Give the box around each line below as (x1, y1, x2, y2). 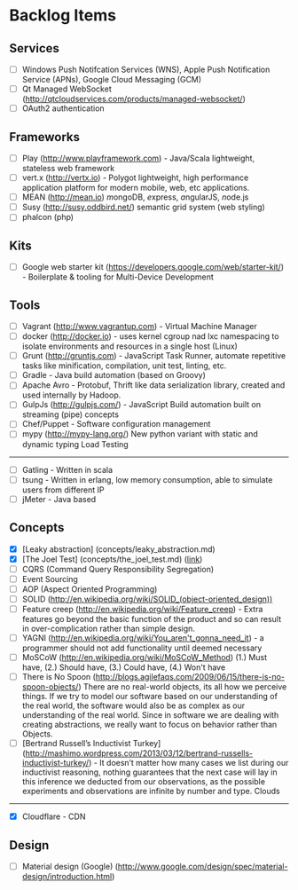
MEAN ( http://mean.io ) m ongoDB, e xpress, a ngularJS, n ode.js (21, 192, 249, 202)
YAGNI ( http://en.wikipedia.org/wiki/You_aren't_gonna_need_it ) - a (21, 632, 264, 643)
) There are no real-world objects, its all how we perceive (78, 681, 287, 692)
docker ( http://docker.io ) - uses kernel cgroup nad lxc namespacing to (21, 331, 279, 342)
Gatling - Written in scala (21, 464, 114, 475)
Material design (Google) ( (21, 862, 118, 872)
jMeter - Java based (21, 493, 97, 504)
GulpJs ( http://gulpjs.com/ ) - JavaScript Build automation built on (21, 399, 262, 410)
